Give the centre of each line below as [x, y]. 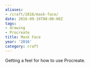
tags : [11, 23]
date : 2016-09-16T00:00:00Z [34, 19]
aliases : [14, 10]
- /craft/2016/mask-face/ [32, 14]
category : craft [22, 46]
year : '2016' [19, 42]
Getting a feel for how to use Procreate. [45, 60]
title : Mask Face [23, 37]
